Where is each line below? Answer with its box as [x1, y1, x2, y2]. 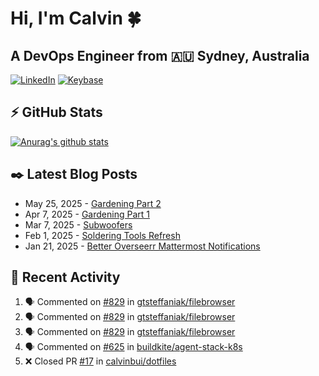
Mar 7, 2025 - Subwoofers [24, 218, 133, 231]
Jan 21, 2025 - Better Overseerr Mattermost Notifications [24, 240, 261, 252]
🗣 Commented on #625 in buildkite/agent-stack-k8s [24, 341, 243, 353]
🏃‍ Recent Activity [10, 269, 121, 286]
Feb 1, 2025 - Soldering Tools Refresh [24, 229, 181, 241]
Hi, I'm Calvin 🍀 [10, 7, 142, 30]
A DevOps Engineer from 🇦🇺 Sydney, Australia [10, 47, 310, 64]
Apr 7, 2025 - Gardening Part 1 [24, 208, 150, 220]
